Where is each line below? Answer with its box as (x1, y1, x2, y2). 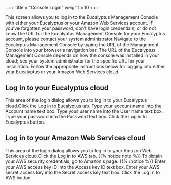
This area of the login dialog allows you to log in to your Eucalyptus (5, 97, 147, 103)
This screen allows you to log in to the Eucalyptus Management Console (5, 14, 158, 20)
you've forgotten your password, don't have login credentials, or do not (5, 25, 156, 31)
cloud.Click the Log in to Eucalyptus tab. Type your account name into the (5, 102, 162, 109)
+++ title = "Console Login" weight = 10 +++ (5, 5, 100, 10)
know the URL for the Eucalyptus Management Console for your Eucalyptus (5, 31, 165, 36)
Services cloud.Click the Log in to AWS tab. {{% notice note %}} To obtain (5, 153, 162, 159)
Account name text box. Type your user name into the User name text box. (5, 108, 163, 114)
